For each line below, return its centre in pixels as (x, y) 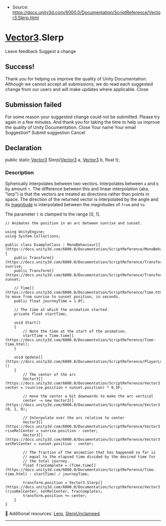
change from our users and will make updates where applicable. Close (77, 89)
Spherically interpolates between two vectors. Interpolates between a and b (82, 183)
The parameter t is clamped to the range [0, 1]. (53, 214)
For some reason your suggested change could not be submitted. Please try (83, 117)
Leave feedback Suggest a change (41, 51)
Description (20, 173)
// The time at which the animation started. (62, 309)
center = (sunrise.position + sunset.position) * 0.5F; (64, 388)
